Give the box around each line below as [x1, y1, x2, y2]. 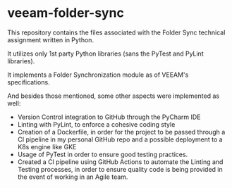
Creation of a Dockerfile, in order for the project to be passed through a [17, 127, 226, 136]
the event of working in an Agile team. [17, 173, 128, 181]
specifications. [7, 77, 51, 86]
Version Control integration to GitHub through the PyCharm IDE [17, 113, 201, 121]
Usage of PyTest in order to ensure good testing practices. [17, 150, 188, 158]
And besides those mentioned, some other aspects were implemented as [7, 92, 220, 100]
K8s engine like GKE [17, 142, 77, 151]
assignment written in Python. [7, 35, 94, 44]
